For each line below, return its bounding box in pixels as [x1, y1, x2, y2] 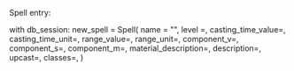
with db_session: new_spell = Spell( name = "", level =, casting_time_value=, [9, 25, 286, 34]
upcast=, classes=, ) [9, 53, 84, 62]
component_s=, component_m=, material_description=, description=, [9, 43, 262, 53]
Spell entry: [9, 8, 51, 18]
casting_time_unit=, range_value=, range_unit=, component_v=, [9, 34, 239, 44]
